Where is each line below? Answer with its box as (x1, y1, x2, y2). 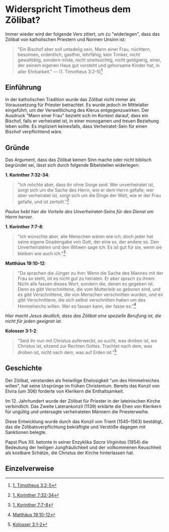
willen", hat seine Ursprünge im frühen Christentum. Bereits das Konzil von (5, 382, 160, 389)
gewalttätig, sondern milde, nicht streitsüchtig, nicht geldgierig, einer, (17, 57, 162, 63)
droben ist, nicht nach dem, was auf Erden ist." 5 (17, 349, 117, 355)
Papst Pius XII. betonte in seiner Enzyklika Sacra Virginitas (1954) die (5, 439, 148, 445)
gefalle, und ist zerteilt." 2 (17, 198, 69, 205)
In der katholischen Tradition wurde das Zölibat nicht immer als (5, 96, 136, 103)
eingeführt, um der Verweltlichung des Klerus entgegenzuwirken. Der (5, 107, 149, 113)
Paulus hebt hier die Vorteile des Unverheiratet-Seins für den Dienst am (5, 208, 154, 214)
